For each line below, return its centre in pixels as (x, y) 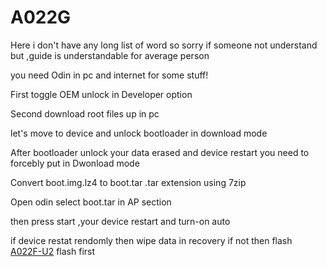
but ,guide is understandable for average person (110, 55)
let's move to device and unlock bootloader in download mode (139, 133)
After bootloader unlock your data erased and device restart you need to (160, 152)
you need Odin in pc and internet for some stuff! (109, 75)
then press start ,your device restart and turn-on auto (120, 221)
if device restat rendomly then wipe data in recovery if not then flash (151, 240)
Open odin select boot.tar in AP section (91, 202)
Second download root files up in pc (85, 113)
